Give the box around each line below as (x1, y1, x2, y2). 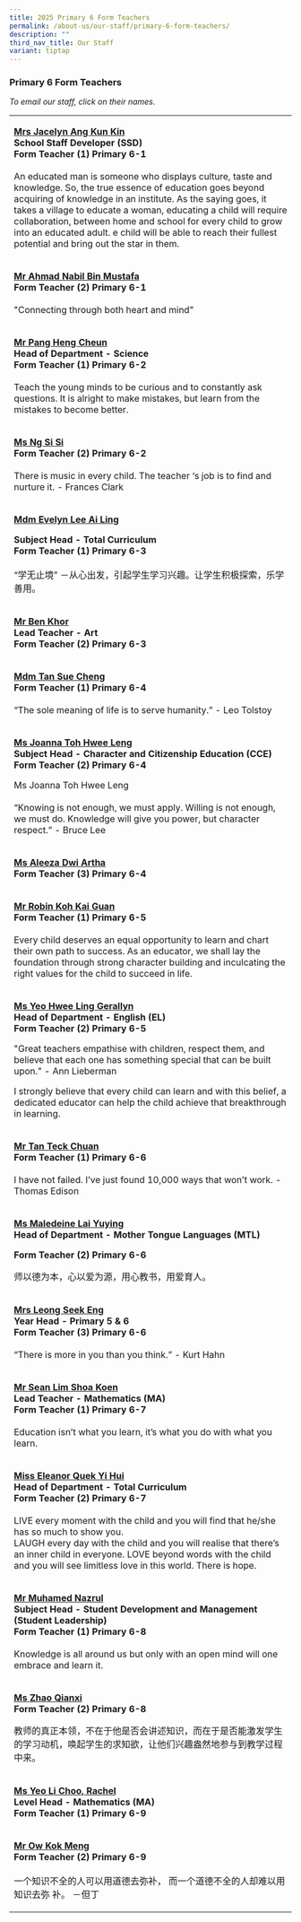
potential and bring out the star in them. (13, 238, 180, 250)
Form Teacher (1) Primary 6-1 (13, 148, 147, 161)
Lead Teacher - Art (13, 627, 99, 639)
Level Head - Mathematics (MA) (13, 1796, 155, 1808)
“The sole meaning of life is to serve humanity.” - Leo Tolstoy (13, 704, 272, 717)
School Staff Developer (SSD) (13, 136, 143, 149)
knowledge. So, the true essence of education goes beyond (13, 181, 265, 194)
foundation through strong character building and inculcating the (13, 956, 286, 969)
